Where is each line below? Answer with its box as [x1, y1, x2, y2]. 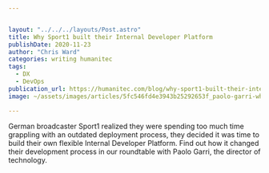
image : [8, 92, 30, 100]
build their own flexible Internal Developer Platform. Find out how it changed [8, 138, 259, 147]
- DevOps [15, 77, 45, 85]
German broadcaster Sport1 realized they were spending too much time [8, 121, 244, 131]
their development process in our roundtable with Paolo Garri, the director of [8, 147, 261, 156]
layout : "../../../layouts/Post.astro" [8, 26, 142, 33]
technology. [8, 155, 48, 164]
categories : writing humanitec [8, 55, 113, 64]
